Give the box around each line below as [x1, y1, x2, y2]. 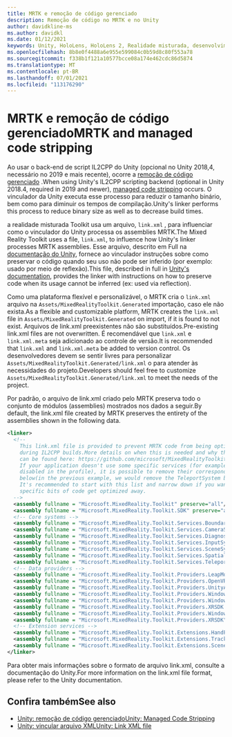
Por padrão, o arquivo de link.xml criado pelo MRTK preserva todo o [7, 394, 201, 403]
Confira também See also [7, 696, 116, 708]
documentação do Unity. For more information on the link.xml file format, [7, 668, 213, 677]
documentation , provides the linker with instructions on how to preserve [7, 272, 212, 280]
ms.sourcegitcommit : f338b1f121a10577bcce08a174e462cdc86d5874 [7, 55, 193, 62]
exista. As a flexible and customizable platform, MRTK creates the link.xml [7, 307, 219, 316]
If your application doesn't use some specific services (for [19, 462, 202, 469]
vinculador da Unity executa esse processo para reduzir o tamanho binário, [7, 192, 222, 201]
